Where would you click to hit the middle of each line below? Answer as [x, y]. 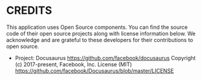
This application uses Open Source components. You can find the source [97, 27]
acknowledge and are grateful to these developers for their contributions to [100, 40]
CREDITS [29, 11]
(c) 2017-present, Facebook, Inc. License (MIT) [74, 64]
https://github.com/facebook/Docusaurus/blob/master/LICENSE [94, 70]
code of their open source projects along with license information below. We [101, 33]
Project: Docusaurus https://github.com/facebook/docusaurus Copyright [105, 58]
